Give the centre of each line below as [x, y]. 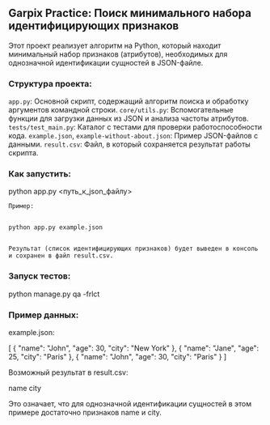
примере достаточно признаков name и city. [85, 412]
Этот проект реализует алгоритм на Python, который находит [115, 45]
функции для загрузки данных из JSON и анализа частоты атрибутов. [129, 119]
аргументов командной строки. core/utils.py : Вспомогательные [121, 110]
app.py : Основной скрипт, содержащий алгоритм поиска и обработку [129, 101]
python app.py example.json [56, 227]
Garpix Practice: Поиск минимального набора [130, 13]
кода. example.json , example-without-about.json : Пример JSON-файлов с [133, 136]
